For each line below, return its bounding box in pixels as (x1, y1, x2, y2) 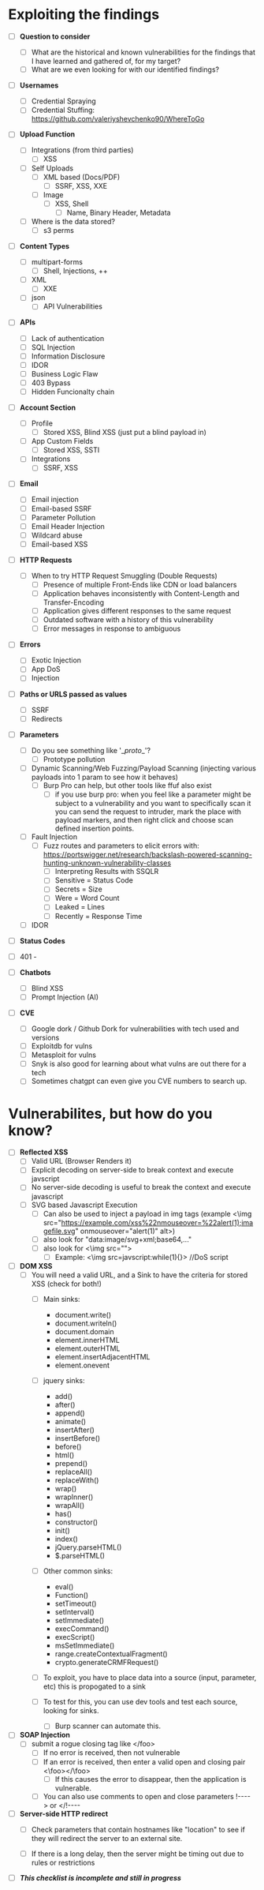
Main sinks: (43, 1294, 80, 1303)
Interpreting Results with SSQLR (54, 867, 159, 876)
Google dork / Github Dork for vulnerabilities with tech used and (31, 1024, 240, 1033)
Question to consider (19, 32, 91, 41)
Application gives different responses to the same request (43, 606, 232, 616)
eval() (54, 1582, 74, 1592)
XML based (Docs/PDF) (43, 172, 121, 182)
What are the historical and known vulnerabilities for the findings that (31, 47, 256, 57)
